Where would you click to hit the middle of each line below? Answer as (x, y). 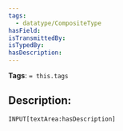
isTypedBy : (26, 46)
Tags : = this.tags (38, 75)
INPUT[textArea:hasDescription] (62, 119)
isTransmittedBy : (37, 38)
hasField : (25, 30)
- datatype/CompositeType (59, 23)
